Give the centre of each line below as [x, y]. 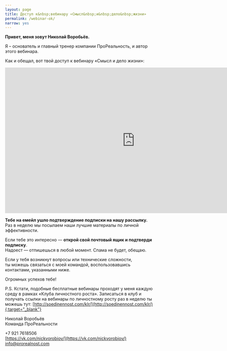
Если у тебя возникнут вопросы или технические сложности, [69, 260]
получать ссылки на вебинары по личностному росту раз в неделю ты [79, 299]
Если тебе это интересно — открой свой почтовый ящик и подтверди [79, 240]
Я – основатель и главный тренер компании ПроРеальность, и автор [76, 46]
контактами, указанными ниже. [38, 270]
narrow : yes [17, 23]
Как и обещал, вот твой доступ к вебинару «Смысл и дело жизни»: [75, 61]
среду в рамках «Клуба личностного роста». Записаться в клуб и [73, 294]
